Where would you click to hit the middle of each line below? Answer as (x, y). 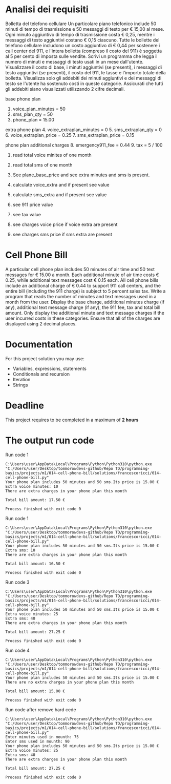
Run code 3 (17, 582)
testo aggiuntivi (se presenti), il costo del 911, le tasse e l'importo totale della (86, 72)
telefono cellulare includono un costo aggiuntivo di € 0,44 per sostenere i (83, 45)
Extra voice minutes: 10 (32, 486)
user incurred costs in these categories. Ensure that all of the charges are (83, 318)
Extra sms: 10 (20, 550)
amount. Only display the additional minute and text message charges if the (85, 313)
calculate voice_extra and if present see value (61, 184)
